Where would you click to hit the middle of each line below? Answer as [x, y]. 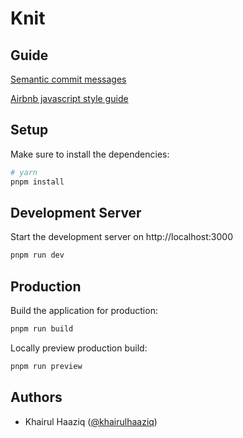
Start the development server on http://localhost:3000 [121, 237]
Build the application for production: [84, 311]
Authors [36, 397]
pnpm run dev [37, 255]
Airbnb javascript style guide [69, 98]
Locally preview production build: [79, 348]
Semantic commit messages [68, 79]
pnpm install [37, 182]
